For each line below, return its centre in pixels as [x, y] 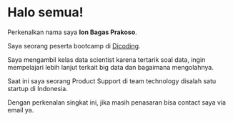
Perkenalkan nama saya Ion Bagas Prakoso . [72, 32]
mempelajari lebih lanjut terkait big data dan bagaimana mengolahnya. [111, 67]
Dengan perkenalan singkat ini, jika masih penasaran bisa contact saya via [117, 102]
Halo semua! [45, 12]
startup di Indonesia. [38, 88]
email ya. [21, 110]
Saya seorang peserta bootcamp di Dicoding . [74, 46]
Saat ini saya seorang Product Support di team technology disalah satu [112, 81]
